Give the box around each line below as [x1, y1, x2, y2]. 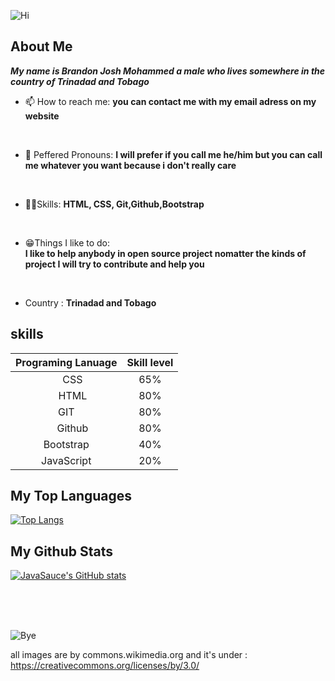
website [24, 110, 60, 122]
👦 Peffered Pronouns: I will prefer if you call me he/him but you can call [24, 148, 323, 160]
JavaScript [41, 453, 92, 467]
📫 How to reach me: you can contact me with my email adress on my [24, 95, 317, 107]
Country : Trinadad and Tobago [24, 296, 157, 309]
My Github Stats [10, 543, 113, 560]
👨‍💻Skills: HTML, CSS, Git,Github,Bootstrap [24, 198, 205, 210]
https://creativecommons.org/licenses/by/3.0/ [10, 660, 200, 672]
